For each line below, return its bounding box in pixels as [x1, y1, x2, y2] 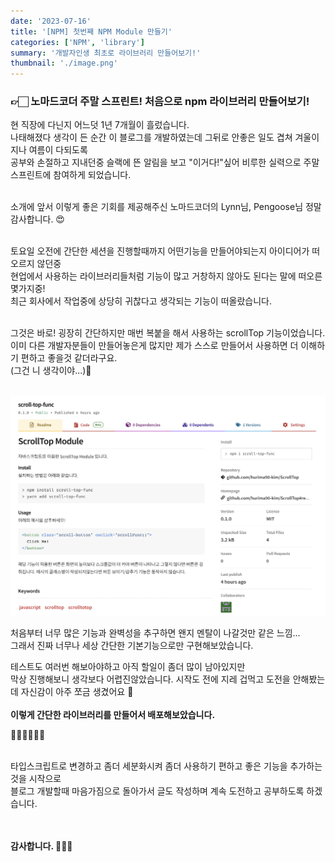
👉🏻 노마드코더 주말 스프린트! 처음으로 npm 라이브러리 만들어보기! [10, 95, 310, 109]
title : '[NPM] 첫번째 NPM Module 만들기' [10, 26, 173, 37]
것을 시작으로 [10, 773, 62, 785]
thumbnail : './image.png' [10, 58, 118, 69]
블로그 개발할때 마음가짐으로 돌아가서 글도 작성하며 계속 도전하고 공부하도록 [10, 785, 305, 797]
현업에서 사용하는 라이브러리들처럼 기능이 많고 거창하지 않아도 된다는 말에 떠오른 [10, 270, 323, 282]
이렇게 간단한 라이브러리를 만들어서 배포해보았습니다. [10, 709, 216, 721]
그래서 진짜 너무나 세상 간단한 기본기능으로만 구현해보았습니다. [10, 640, 254, 652]
